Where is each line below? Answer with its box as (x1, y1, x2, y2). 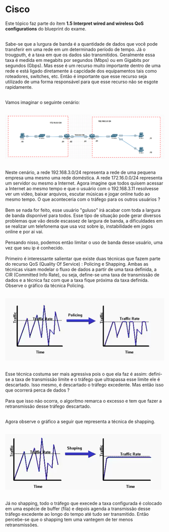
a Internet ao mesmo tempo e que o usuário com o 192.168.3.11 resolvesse (5, 186, 159, 192)
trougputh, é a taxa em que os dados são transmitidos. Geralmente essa (5, 52, 155, 58)
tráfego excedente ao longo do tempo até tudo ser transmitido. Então (5, 511, 149, 517)
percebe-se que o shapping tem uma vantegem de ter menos (5, 516, 133, 522)
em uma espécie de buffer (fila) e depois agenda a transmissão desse (5, 506, 150, 512)
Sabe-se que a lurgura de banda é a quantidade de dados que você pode (5, 41, 158, 47)
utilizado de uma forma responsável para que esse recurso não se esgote (5, 79, 158, 85)
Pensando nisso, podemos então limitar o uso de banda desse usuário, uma (5, 239, 163, 245)
